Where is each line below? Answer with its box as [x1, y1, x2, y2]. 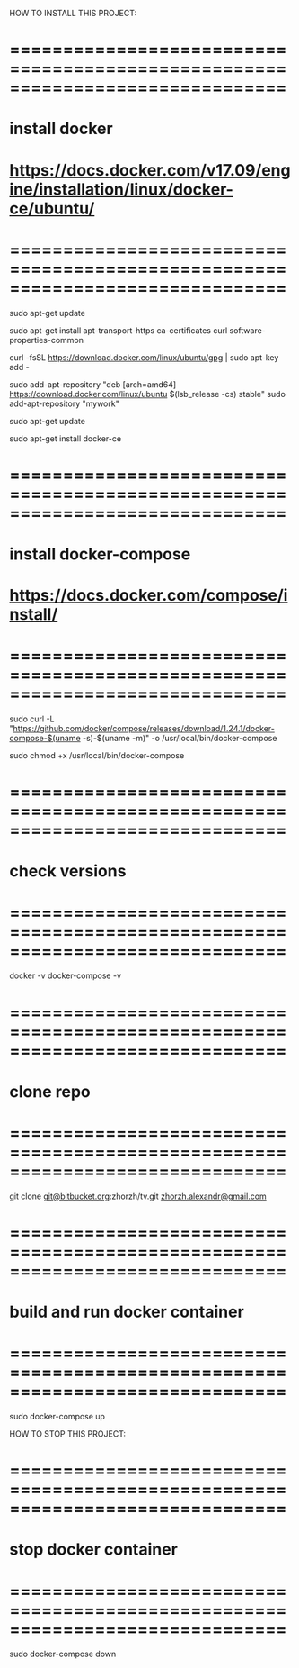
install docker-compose [9, 544, 191, 564]
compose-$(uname [9, 733, 81, 743]
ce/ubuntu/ [9, 198, 95, 219]
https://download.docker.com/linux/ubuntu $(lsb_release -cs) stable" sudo [9, 388, 286, 399]
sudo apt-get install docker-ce [9, 432, 122, 444]
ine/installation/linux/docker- [9, 179, 233, 199]
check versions [9, 861, 127, 882]
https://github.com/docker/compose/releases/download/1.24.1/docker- [13, 723, 276, 733]
